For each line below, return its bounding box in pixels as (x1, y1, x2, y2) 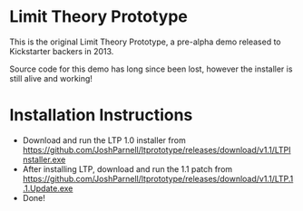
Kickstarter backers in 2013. (9, 45, 114, 56)
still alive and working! (9, 72, 93, 83)
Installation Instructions (9, 105, 193, 126)
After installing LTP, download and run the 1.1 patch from (22, 163, 233, 174)
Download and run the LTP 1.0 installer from (22, 134, 186, 146)
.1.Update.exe (22, 183, 73, 194)
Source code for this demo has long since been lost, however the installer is (9, 63, 293, 74)
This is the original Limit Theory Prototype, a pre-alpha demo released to (9, 36, 281, 47)
